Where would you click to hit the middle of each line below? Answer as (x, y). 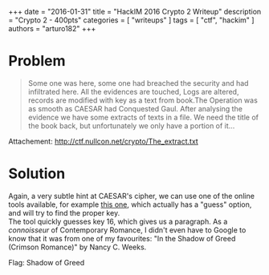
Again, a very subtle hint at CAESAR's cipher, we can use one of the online (132, 196)
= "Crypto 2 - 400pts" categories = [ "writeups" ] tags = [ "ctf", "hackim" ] (131, 20)
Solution (37, 174)
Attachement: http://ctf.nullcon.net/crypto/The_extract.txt (103, 141)
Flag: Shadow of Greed (47, 262)
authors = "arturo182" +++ (52, 28)
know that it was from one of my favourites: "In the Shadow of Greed (122, 238)
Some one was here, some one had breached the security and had (138, 83)
